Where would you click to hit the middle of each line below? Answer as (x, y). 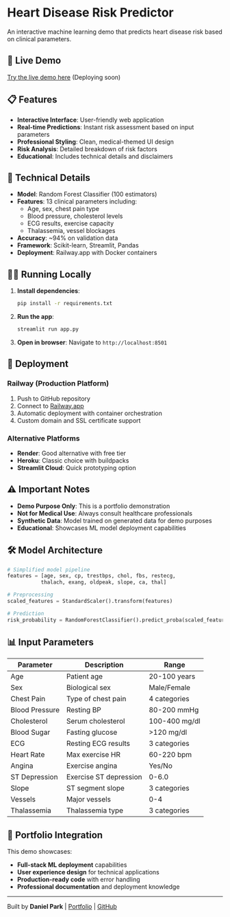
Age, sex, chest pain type (63, 209)
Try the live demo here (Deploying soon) (64, 77)
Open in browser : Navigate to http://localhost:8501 (92, 342)
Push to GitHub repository (54, 398)
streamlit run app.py (48, 329)
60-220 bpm (170, 755)
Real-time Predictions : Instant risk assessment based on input (105, 127)
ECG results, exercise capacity (71, 223)
